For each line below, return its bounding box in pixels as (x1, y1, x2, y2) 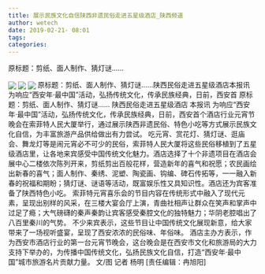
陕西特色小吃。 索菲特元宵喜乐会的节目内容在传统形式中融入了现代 (21, 188, 238, 198)
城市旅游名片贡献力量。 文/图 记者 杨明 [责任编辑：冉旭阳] (18, 257, 207, 267)
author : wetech (8, 19, 58, 27)
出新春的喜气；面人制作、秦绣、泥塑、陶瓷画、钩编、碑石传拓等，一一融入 (8, 168, 250, 178)
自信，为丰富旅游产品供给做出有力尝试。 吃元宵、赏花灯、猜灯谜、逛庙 (14, 129, 245, 139)
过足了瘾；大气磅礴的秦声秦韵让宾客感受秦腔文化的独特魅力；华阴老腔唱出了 (8, 208, 257, 217)
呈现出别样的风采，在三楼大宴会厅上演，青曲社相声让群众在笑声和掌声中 (21, 198, 257, 208)
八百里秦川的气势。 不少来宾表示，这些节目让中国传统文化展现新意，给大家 (8, 218, 252, 228)
